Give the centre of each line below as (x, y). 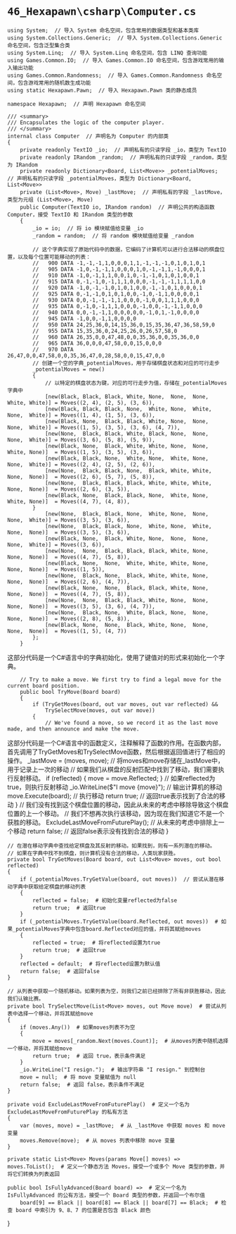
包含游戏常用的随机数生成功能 (54, 83)
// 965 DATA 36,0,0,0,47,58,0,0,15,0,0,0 (97, 343)
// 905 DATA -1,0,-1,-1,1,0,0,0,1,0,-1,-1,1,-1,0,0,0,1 (119, 269)
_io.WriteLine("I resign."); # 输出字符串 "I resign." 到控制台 (113, 1070)
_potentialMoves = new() (69, 369)
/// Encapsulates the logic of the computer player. (86, 122)
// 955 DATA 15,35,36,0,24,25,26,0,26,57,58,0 (105, 331)
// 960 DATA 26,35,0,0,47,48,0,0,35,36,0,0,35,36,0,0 (116, 337)
